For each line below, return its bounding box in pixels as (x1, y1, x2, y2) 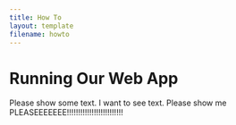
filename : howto (9, 29, 70, 38)
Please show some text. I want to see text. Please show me (9, 97, 227, 108)
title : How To (9, 12, 63, 22)
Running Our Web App (9, 68, 179, 88)
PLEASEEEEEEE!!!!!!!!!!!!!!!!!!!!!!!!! (9, 107, 123, 118)
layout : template (9, 21, 74, 30)
